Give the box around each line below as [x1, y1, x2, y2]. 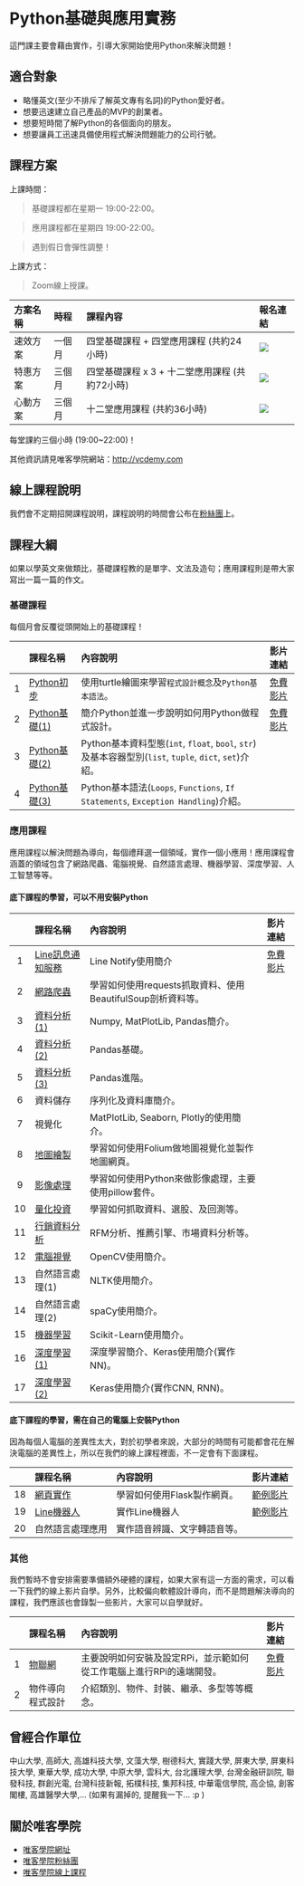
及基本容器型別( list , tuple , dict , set [81, 751, 237, 763]
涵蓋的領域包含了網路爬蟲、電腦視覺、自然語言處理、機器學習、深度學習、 [9, 857, 287, 869]
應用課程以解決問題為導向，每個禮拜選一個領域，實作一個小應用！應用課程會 [9, 847, 295, 857]
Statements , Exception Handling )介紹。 [81, 795, 247, 808]
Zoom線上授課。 [31, 280, 93, 291]
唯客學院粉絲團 [22, 1855, 79, 1866]
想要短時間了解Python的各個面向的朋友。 [22, 117, 176, 128]
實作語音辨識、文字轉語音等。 [116, 1523, 243, 1536]
